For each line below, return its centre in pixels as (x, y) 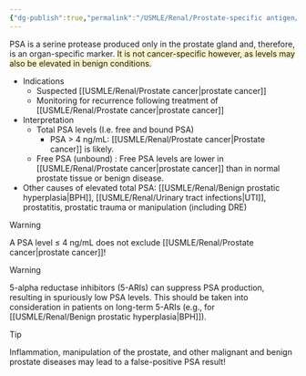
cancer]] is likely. (82, 149)
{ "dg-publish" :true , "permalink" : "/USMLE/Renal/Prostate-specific (136, 18)
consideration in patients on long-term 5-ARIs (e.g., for (112, 307)
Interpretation (48, 120)
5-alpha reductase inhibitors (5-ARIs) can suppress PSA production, (137, 287)
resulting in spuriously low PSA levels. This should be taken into (129, 297)
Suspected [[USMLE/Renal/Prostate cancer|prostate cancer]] (151, 90)
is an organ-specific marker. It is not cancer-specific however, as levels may (153, 53)
